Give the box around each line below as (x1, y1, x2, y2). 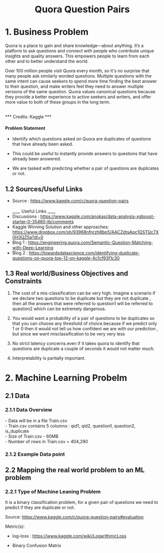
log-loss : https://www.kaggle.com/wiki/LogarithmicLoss (12, 533, 127, 539)
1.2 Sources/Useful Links (5, 184, 83, 193)
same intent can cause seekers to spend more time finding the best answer (5, 78, 157, 84)
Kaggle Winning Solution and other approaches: (12, 224, 109, 230)
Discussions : (12, 213, 40, 219)
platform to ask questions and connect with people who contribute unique (5, 48, 154, 53)
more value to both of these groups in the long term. (5, 99, 111, 105)
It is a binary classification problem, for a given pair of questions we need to (5, 500, 158, 505)
